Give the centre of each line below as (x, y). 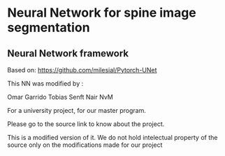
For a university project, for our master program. (77, 110)
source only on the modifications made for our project (85, 145)
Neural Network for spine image (102, 13)
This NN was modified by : (45, 84)
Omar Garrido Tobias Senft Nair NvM (60, 97)
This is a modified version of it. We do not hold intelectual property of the (112, 138)
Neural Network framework (68, 53)
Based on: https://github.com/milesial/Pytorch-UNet (82, 70)
